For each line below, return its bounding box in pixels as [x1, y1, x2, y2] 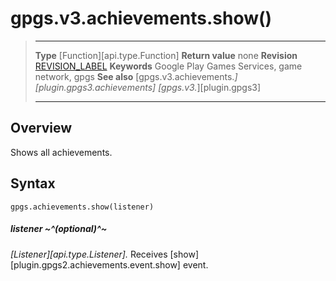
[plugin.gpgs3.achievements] [34, 81, 157, 93]
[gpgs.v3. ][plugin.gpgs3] [158, 81, 262, 93]
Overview [10, 120, 73, 137]
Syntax [10, 175, 56, 192]
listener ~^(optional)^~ [10, 223, 108, 235]
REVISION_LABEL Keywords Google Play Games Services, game [34, 60, 303, 72]
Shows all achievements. [10, 146, 113, 158]
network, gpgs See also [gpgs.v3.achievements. [34, 70, 235, 82]
